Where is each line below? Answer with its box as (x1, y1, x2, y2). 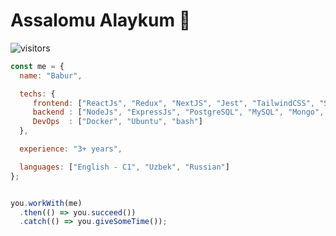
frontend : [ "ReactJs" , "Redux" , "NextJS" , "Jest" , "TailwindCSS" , (32, 98, 315, 108)
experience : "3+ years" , (19, 144, 123, 154)
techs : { (19, 89, 56, 99)
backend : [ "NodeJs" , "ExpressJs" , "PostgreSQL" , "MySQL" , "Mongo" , (32, 107, 325, 118)
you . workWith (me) (10, 198, 83, 208)
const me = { (10, 61, 65, 71)
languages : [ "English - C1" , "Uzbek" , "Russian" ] (19, 162, 230, 172)
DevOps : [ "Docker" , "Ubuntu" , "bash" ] (32, 117, 203, 127)
